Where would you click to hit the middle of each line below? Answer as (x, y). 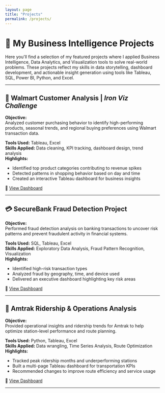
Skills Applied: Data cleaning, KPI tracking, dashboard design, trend (74, 148)
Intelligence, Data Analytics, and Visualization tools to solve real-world (76, 62)
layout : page (18, 10)
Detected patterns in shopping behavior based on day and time (76, 174)
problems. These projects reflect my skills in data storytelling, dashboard (79, 68)
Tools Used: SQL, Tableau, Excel (38, 243)
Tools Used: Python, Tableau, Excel (41, 340)
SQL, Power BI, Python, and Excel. (40, 78)
